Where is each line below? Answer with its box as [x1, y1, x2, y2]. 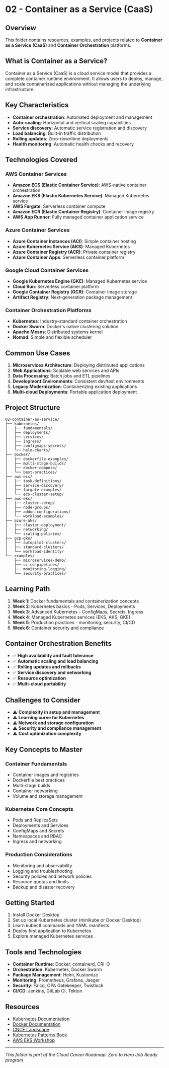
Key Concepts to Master [5, 745, 83, 753]
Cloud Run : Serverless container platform [12, 283, 99, 289]
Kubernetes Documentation [12, 1016, 70, 1022]
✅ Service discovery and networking [12, 669, 92, 675]
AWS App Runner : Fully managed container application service [12, 214, 144, 220]
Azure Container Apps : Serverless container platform [12, 254, 125, 260]
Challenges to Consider [5, 696, 80, 704]
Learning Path [5, 585, 50, 593]
